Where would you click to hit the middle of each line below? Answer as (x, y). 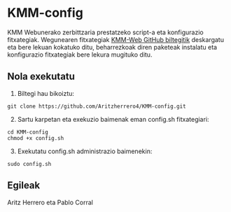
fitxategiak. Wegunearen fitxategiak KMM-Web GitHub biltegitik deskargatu (115, 39)
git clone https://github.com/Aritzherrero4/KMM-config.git (97, 106)
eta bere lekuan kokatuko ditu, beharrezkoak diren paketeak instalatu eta (112, 47)
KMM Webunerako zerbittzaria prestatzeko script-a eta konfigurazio (106, 32)
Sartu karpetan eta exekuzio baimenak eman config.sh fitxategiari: (113, 119)
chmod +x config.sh (36, 138)
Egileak (24, 186)
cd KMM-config (28, 132)
